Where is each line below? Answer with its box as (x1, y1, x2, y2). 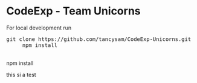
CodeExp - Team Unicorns (6, 4, 141, 18)
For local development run (6, 24, 72, 31)
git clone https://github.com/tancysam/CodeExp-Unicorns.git (6, 35, 192, 43)
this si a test (6, 71, 36, 78)
